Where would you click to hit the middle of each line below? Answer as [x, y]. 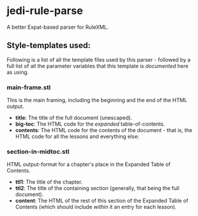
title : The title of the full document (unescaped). [74, 118]
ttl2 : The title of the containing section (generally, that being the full [97, 188]
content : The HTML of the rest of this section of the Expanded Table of [102, 201]
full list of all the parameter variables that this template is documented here [98, 66]
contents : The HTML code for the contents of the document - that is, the [104, 130]
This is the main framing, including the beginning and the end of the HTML [97, 100]
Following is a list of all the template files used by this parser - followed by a [99, 59]
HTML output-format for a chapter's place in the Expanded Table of [89, 164]
